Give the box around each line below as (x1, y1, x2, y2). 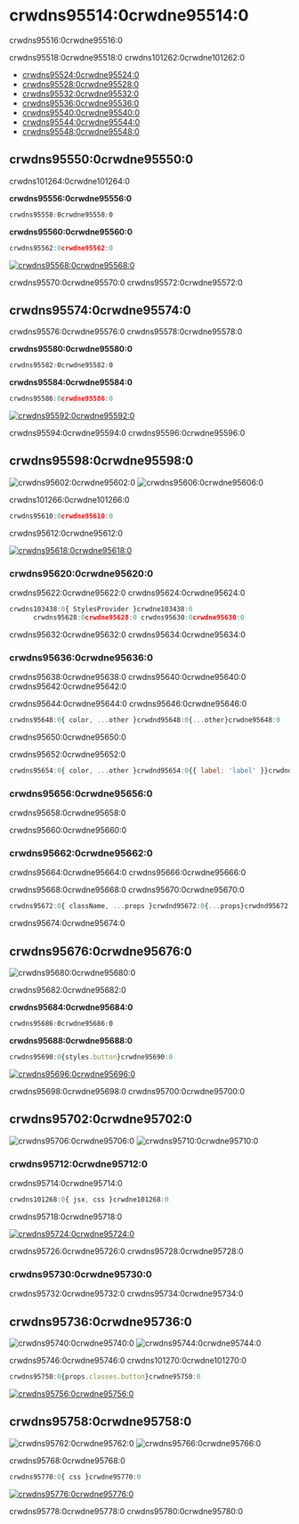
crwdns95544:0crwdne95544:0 (21, 117, 141, 127)
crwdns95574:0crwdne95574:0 (9, 302, 191, 317)
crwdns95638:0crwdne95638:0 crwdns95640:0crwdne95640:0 (9, 672, 246, 683)
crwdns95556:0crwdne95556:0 (9, 193, 132, 203)
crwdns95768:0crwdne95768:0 (9, 1454, 126, 1466)
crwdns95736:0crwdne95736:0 (9, 1314, 193, 1329)
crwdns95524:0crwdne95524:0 (21, 69, 140, 80)
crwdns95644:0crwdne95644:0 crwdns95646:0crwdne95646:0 (9, 699, 247, 709)
